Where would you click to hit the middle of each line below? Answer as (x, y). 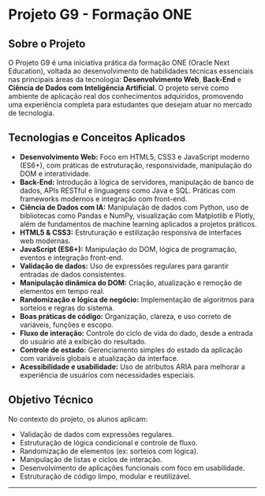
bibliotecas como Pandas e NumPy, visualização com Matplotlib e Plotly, (137, 216)
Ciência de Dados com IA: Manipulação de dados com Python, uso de (134, 207)
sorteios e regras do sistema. (67, 308)
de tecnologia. (32, 113)
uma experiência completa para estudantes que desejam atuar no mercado (130, 105)
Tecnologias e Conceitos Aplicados (97, 138)
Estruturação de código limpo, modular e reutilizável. (105, 476)
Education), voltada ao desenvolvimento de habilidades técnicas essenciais (131, 71)
